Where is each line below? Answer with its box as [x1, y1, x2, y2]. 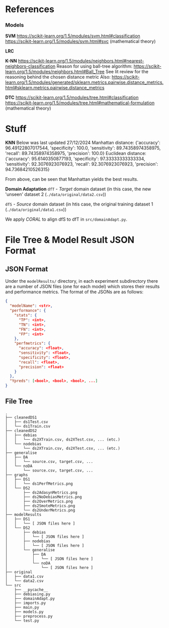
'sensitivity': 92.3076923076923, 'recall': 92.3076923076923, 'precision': [5, 161, 158, 167]
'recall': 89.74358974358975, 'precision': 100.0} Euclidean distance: [5, 150, 147, 156]
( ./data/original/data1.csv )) [5, 206, 67, 213]
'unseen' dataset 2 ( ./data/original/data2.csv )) [5, 191, 107, 197]
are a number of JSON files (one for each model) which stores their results [5, 284, 160, 290]
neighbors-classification [5, 63, 56, 69]
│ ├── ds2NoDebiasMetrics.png [5, 494, 82, 499]
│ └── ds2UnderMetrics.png [5, 507, 75, 513]
